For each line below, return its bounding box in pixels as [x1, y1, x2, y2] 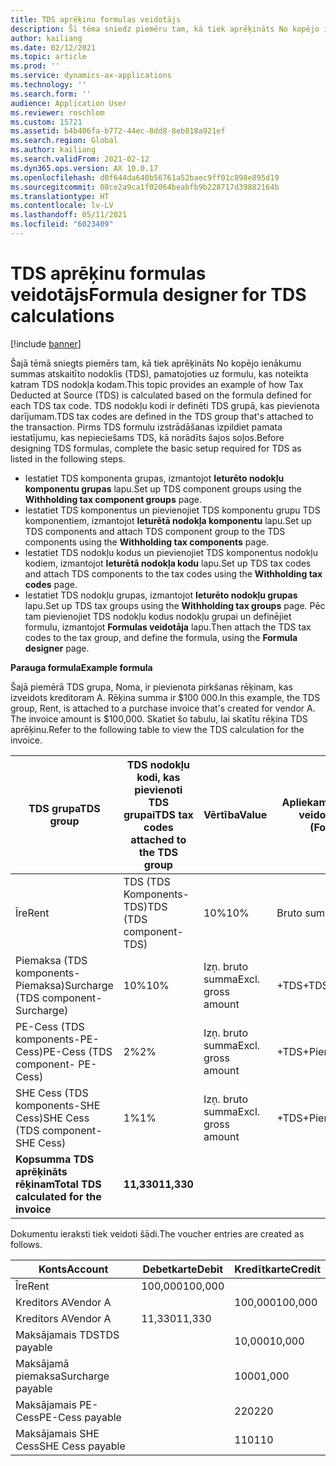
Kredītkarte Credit [234, 1262, 321, 1276]
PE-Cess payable [38, 1410, 122, 1424]
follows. [10, 1238, 43, 1250]
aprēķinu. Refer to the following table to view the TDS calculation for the [10, 723, 305, 735]
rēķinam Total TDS [15, 1177, 102, 1191]
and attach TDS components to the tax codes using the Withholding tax [24, 567, 323, 580]
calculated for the [15, 1189, 102, 1203]
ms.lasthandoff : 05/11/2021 [10, 210, 128, 220]
